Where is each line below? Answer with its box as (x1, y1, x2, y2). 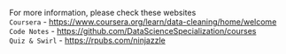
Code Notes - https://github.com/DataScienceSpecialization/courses (9, 26, 257, 36)
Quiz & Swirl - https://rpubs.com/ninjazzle (9, 35, 166, 45)
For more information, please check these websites (9, 8, 197, 17)
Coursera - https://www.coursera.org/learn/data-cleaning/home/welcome (9, 17, 277, 27)
